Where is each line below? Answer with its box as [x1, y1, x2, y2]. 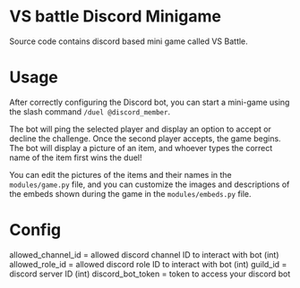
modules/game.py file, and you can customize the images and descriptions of [9, 179, 290, 190]
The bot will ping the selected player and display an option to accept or [9, 123, 271, 134]
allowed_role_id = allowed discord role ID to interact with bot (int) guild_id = [9, 258, 287, 269]
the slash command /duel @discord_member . [9, 106, 171, 117]
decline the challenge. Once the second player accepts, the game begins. [9, 132, 281, 144]
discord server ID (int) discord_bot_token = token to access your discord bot [9, 268, 291, 279]
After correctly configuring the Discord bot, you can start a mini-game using [9, 97, 290, 107]
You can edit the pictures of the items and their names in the [9, 169, 233, 180]
